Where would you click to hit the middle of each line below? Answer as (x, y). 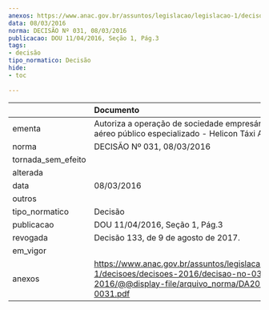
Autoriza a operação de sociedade (159, 123)
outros (25, 199)
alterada (28, 172)
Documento (117, 110)
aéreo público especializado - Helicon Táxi (175, 133)
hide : (17, 68)
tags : (17, 46)
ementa (27, 128)
